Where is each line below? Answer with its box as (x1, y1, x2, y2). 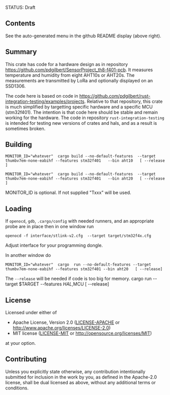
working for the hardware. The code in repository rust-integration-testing (5, 115, 164, 121)
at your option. (5, 340, 36, 346)
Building (5, 140, 32, 149)
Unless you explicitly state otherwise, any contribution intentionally (5, 368, 146, 375)
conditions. (5, 385, 29, 391)
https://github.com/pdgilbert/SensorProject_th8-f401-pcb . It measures (5, 67, 153, 73)
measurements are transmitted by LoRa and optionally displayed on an (5, 77, 153, 83)
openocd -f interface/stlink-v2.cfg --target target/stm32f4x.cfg (5, 233, 152, 238)
